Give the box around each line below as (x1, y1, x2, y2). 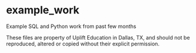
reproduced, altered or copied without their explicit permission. (6, 40, 160, 47)
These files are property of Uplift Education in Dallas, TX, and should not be (6, 34, 190, 41)
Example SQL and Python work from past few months (6, 23, 137, 30)
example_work (6, 3, 80, 17)
